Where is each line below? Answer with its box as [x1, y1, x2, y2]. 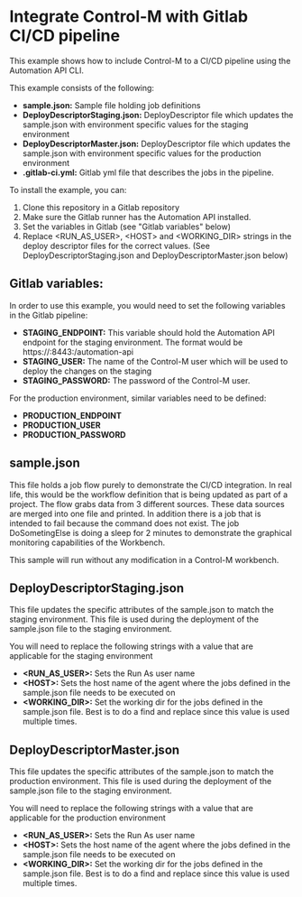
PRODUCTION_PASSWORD [22, 429, 126, 439]
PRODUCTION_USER [22, 420, 101, 430]
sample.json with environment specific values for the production [22, 147, 261, 159]
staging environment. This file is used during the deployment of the [9, 614, 260, 624]
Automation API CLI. [9, 65, 84, 76]
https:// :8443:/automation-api [22, 346, 133, 357]
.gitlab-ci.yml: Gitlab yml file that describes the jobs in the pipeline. [22, 167, 274, 178]
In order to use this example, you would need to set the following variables [9, 300, 286, 310]
